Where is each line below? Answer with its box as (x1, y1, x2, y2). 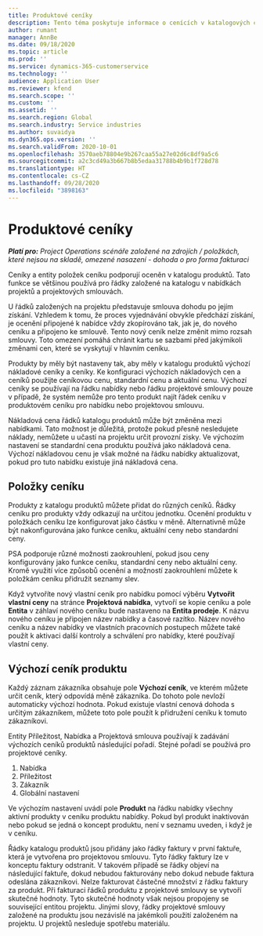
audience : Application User (8, 77, 100, 85)
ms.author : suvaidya (8, 128, 76, 136)
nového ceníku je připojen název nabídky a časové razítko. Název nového (8, 614, 245, 624)
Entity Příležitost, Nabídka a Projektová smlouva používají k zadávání (8, 731, 229, 741)
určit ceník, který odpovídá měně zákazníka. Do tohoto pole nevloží (8, 691, 225, 701)
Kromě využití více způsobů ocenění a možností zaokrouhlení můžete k (8, 566, 238, 575)
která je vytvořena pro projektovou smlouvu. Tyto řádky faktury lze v (8, 852, 229, 861)
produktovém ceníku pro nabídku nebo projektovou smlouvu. (8, 400, 205, 410)
